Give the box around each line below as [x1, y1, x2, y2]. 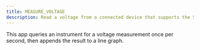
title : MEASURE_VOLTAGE [6, 8, 65, 15]
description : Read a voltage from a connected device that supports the [6, 14, 190, 20]
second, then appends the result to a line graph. [6, 37, 124, 44]
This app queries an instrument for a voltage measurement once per [6, 30, 174, 37]
